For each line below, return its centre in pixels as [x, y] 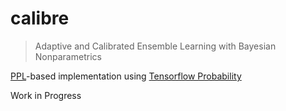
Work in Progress [46, 95]
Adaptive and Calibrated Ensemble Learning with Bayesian [155, 46]
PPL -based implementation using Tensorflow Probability [126, 76]
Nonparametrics [68, 56]
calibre [40, 18]
